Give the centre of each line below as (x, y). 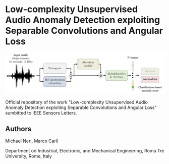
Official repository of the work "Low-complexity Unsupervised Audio (76, 102)
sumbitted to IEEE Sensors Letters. (41, 113)
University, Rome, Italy (29, 156)
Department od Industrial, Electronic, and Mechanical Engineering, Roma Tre (85, 151)
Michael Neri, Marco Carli (32, 141)
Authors (18, 129)
